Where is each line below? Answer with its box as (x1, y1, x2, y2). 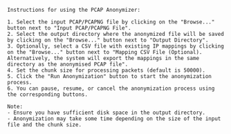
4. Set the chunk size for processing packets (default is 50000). (7, 67, 206, 74)
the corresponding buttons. (7, 91, 89, 98)
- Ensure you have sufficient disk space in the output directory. (7, 109, 206, 116)
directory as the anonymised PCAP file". (7, 61, 129, 68)
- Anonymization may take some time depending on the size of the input (7, 115, 221, 122)
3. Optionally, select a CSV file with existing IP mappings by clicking (7, 43, 225, 50)
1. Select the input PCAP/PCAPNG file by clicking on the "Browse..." (7, 19, 215, 26)
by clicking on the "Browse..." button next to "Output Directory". (7, 37, 209, 44)
